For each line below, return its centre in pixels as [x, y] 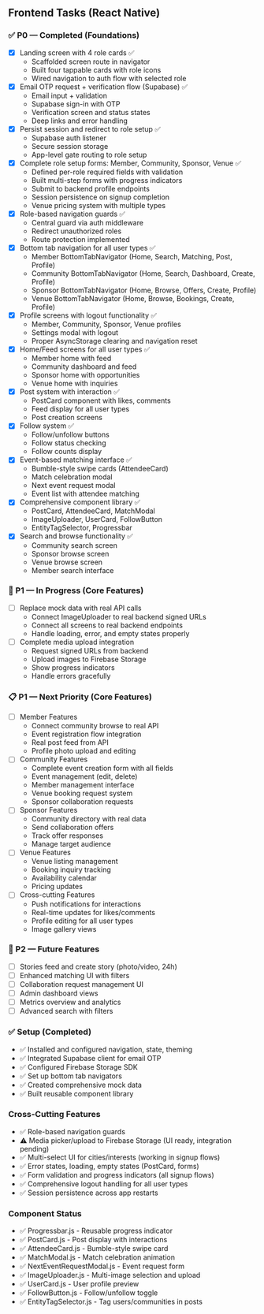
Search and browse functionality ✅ [76, 536]
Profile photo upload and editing [84, 751]
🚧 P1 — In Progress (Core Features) [76, 590]
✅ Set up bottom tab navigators [71, 1076]
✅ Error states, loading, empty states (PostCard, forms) [109, 1166]
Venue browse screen [67, 562]
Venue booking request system [82, 793]
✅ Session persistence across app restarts [89, 1193]
